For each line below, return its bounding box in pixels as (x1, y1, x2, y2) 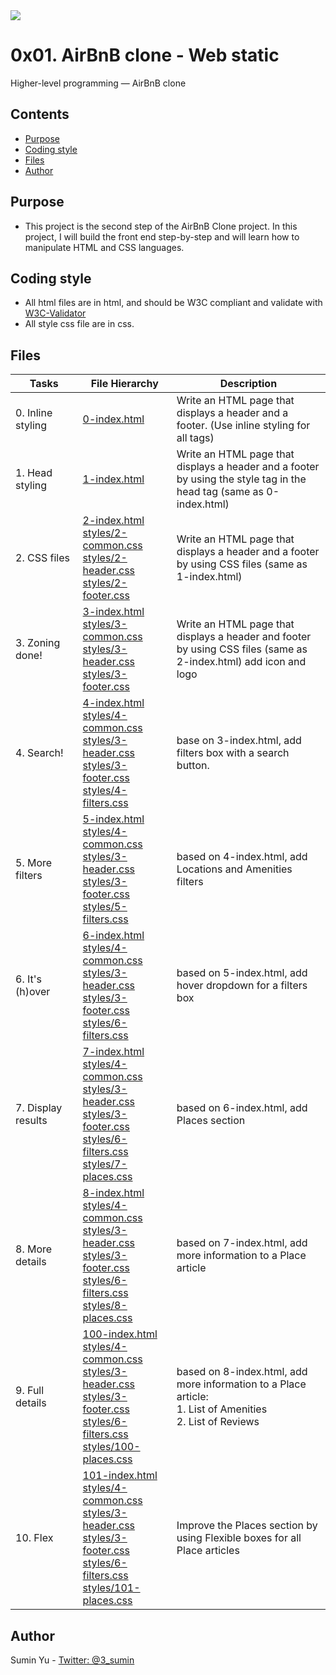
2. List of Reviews (176, 1415, 260, 1429)
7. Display (15, 1101, 63, 1115)
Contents (10, 106, 70, 123)
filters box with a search (176, 746, 290, 760)
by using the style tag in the (176, 472, 307, 486)
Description (219, 377, 278, 391)
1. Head (15, 466, 53, 480)
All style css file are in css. (24, 318, 135, 330)
